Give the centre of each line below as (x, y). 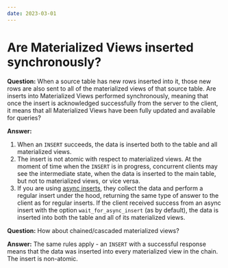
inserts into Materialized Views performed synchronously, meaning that (108, 96)
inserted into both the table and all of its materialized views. (101, 217)
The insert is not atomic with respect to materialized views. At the (109, 159)
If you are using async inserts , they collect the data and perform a (110, 188)
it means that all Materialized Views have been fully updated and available (111, 110)
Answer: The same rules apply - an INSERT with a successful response (107, 244)
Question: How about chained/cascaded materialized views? (93, 230)
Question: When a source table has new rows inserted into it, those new (109, 81)
